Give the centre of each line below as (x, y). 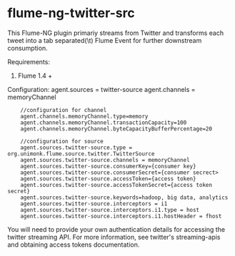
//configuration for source (62, 141)
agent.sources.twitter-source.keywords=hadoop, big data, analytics (124, 198)
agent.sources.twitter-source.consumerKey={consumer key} (108, 166)
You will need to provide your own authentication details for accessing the (116, 229)
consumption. (27, 48)
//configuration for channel (64, 110)
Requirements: (29, 61)
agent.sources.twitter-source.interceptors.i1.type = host (110, 210)
